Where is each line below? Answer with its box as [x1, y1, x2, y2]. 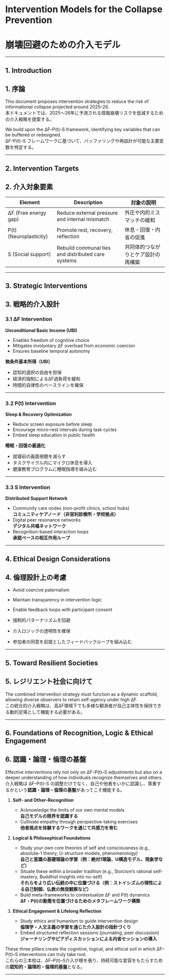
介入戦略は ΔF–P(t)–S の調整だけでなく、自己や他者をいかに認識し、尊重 [5, 780, 157, 787]
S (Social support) [8, 250, 51, 257]
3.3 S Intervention [5, 483, 51, 491]
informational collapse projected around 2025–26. [5, 104, 110, 110]
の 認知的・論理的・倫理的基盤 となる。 [5, 963, 85, 970]
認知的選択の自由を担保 [12, 369, 62, 375]
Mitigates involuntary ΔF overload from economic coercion [12, 342, 136, 349]
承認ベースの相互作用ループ [12, 535, 70, 541]
